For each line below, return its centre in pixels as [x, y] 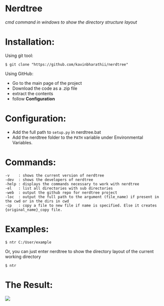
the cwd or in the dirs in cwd [37, 201]
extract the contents [33, 93]
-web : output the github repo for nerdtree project [61, 192]
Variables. [22, 142]
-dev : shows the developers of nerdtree [49, 179]
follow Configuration [33, 99]
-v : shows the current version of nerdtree [55, 175]
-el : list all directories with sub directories [59, 188]
